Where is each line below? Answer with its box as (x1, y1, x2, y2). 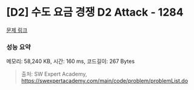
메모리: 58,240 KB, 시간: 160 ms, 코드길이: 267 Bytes (6, 58, 135, 65)
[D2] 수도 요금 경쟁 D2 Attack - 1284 (6, 5, 184, 19)
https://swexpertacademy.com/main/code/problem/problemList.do (21, 77, 189, 85)
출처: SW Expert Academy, (21, 70, 87, 78)
